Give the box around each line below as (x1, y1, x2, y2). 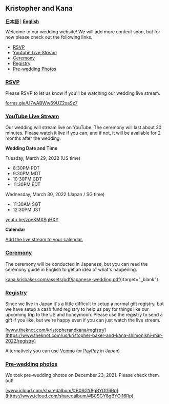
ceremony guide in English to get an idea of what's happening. (5, 266, 137, 272)
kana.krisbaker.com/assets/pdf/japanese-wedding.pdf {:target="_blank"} (5, 276, 159, 282)
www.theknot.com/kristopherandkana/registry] (7, 327, 107, 333)
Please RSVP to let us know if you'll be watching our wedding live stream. (5, 90, 160, 96)
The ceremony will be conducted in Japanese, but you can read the (5, 261, 148, 267)
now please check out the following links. (5, 34, 93, 40)
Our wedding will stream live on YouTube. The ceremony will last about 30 (5, 124, 162, 131)
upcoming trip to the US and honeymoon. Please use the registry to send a (5, 312, 163, 317)
